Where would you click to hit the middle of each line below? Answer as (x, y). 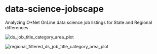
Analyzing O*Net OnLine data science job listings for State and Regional (78, 22)
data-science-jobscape (55, 9)
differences (17, 27)
